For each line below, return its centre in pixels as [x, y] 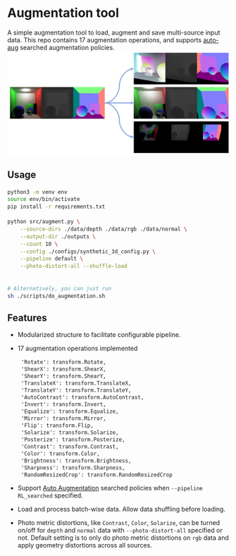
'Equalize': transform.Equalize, [70, 412]
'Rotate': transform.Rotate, [64, 362]
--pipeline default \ [51, 259]
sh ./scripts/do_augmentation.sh [56, 296]
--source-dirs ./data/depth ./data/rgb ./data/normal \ [104, 229]
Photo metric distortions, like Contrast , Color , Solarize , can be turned [119, 523]
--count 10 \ [39, 244]
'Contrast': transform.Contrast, [70, 447]
